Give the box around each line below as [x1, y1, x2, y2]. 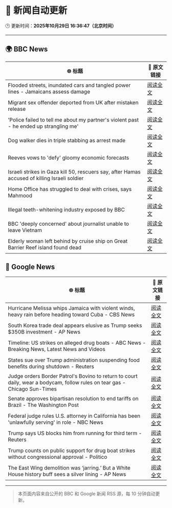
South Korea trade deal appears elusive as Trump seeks [8, 322, 142, 329]
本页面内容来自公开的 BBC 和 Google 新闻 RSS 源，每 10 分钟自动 [17, 491, 156, 497]
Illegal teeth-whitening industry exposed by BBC [8, 206, 125, 213]
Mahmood [8, 192, 32, 199]
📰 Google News [5, 263, 55, 271]
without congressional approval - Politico [8, 453, 107, 460]
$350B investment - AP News [8, 328, 81, 335]
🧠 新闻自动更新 [5, 5, 68, 16]
